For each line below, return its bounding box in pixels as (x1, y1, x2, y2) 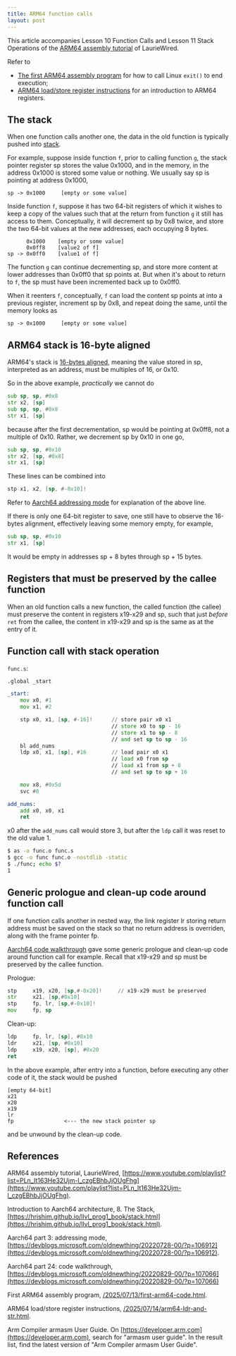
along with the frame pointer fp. (7, 931, 99, 940)
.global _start (7, 678, 52, 685)
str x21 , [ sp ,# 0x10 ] (7, 994, 80, 1001)
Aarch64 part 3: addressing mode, (7, 1233, 108, 1242)
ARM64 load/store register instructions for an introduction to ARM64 (17, 86, 217, 94)
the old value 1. (7, 834, 51, 842)
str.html (7, 1312, 30, 1321)
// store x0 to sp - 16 (111, 723, 181, 730)
